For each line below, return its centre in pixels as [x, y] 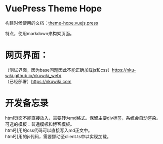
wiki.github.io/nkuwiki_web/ [33, 75]
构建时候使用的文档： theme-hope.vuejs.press [52, 23]
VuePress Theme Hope [54, 9]
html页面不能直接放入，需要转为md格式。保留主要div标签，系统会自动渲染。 [83, 118]
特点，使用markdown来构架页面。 [40, 33]
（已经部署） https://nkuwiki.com [38, 81]
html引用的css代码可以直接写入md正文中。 [49, 130]
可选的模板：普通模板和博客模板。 [40, 124]
